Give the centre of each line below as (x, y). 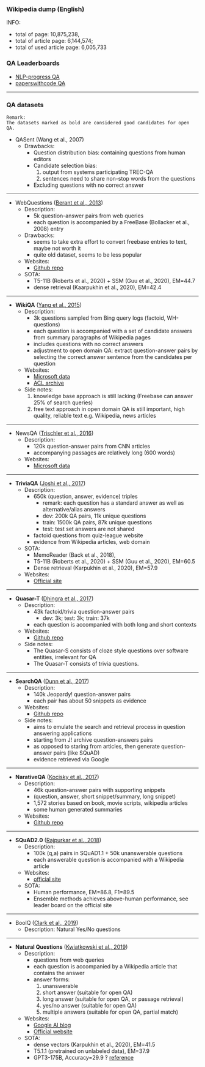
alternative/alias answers (74, 509)
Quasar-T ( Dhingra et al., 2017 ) (54, 598)
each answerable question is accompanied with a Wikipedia (109, 859)
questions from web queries (69, 960)
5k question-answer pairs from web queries (88, 216)
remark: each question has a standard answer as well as (113, 503)
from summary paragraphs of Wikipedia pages (92, 337)
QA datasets (25, 105)
